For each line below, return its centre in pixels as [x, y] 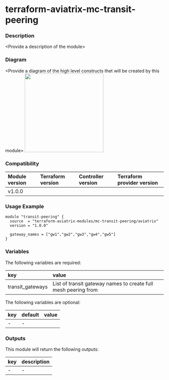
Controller [91, 176]
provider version [138, 183]
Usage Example [25, 206]
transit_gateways [28, 287]
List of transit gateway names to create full [103, 283]
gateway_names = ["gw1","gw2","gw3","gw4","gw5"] [63, 235]
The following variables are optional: [43, 302]
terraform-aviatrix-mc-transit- [70, 9]
